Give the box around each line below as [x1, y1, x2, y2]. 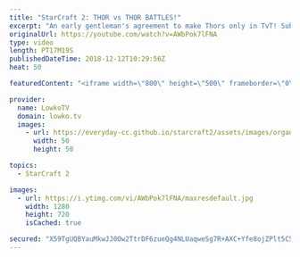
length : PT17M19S [9, 46, 74, 55]
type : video [9, 37, 54, 47]
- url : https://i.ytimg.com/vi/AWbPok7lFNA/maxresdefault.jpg [17, 194, 254, 203]
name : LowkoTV [17, 104, 70, 112]
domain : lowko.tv [17, 112, 82, 120]
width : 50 [32, 137, 70, 145]
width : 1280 [25, 202, 70, 211]
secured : [9, 235, 42, 244]
